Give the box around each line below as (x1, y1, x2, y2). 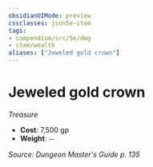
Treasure (8, 109, 38, 119)
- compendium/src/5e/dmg (8, 34, 91, 42)
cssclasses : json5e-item (8, 19, 91, 27)
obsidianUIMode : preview (8, 11, 91, 20)
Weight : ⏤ (19, 133, 54, 143)
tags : (8, 26, 26, 34)
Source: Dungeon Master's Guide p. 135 (8, 149, 140, 159)
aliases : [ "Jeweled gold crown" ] (8, 49, 120, 57)
